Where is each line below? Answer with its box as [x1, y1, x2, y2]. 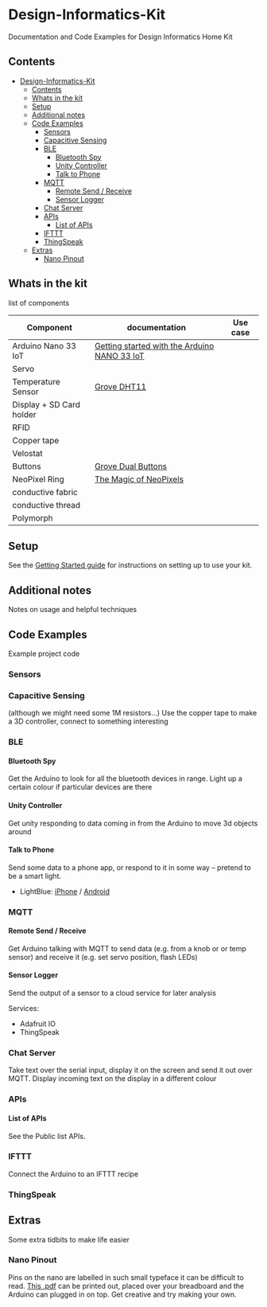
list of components [8, 298, 70, 307]
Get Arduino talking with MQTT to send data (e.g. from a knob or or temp [8, 943, 246, 953]
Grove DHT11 [94, 380, 147, 392]
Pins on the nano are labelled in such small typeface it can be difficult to [8, 1272, 244, 1282]
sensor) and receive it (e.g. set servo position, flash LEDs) [8, 952, 198, 962]
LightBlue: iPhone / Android [19, 886, 110, 896]
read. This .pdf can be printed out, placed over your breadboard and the [8, 1281, 245, 1290]
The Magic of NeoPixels [94, 474, 184, 485]
